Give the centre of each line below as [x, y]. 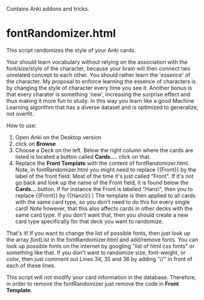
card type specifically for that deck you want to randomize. [89, 221]
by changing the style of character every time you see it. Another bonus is [99, 88]
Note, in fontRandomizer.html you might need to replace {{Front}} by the [106, 169]
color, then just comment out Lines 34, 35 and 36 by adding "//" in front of [100, 259]
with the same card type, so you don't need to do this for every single [102, 202]
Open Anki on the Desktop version [58, 137]
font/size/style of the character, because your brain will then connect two [98, 68]
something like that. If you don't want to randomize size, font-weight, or [96, 253]
